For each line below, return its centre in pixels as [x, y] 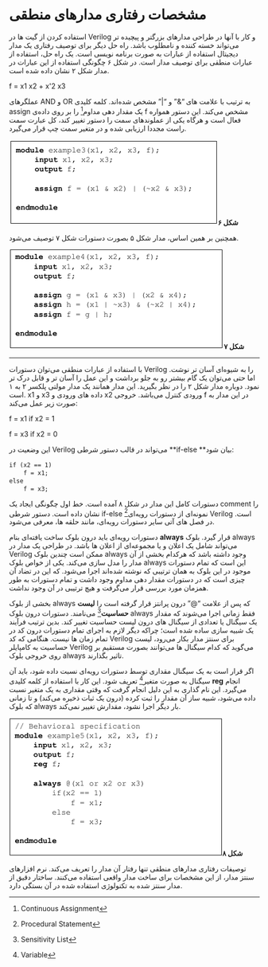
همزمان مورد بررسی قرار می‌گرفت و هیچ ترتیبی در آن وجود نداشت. [109, 588]
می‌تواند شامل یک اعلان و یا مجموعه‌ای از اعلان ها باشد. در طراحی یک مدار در [123, 546]
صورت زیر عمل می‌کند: [43, 403]
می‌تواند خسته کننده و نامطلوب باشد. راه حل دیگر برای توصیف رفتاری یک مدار [124, 45]
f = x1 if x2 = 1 [32, 418]
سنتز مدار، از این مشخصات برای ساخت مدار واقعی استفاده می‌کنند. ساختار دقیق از [132, 877]
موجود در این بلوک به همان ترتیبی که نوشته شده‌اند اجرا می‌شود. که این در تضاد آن [130, 571]
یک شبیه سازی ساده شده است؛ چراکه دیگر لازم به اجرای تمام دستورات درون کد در [131, 630]
